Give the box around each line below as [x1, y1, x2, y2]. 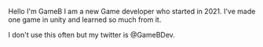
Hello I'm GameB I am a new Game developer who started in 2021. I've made [8, 7, 256, 16]
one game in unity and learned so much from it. [8, 15, 162, 24]
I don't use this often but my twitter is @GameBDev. [8, 31, 175, 39]
